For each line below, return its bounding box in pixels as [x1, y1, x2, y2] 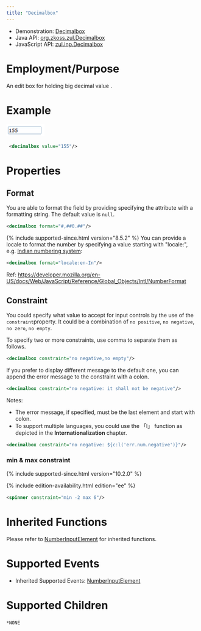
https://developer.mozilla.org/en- [18, 271, 101, 278]
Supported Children [6, 598, 108, 612]
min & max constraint [6, 456, 71, 465]
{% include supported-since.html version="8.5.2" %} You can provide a [6, 234, 186, 242]
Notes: [6, 396, 23, 404]
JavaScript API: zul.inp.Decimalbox [15, 40, 104, 48]
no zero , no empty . [6, 324, 52, 331]
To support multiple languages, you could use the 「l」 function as [15, 422, 183, 429]
